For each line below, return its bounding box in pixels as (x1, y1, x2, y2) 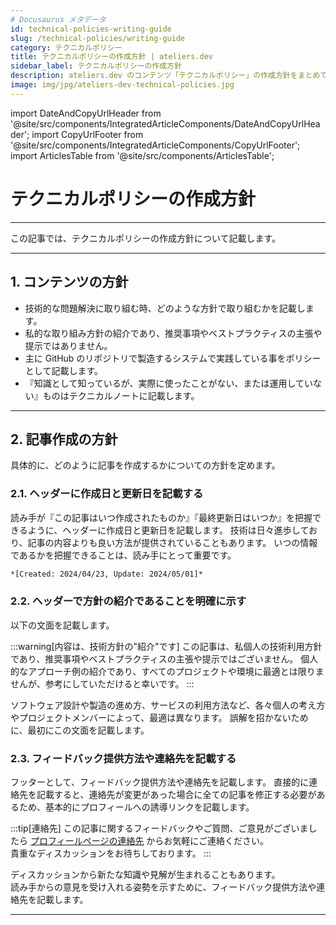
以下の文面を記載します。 (10, 619, 115, 631)
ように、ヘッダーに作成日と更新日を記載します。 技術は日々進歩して (27, 524, 309, 536)
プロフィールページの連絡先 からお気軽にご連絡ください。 (29, 835, 270, 847)
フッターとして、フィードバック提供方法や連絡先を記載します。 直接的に (10, 776, 310, 788)
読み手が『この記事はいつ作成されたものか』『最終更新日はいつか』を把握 (10, 511, 313, 523)
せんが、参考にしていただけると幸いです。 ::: (10, 677, 195, 690)
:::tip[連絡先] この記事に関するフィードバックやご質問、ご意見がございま (10, 822, 309, 835)
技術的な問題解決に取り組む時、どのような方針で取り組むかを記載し (24, 302, 306, 314)
